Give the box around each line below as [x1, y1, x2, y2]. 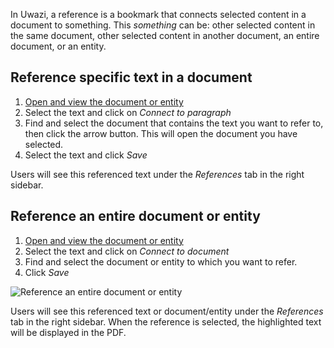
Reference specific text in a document [10, 69, 253, 86]
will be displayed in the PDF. [10, 326, 127, 338]
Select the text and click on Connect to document [24, 245, 230, 257]
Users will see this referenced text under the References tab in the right [10, 168, 305, 180]
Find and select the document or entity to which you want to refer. [24, 255, 298, 268]
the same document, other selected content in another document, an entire [10, 30, 320, 41]
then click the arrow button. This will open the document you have [24, 127, 298, 139]
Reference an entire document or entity [10, 208, 261, 225]
